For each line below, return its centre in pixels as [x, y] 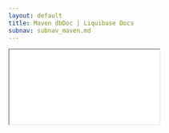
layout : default [35, 16]
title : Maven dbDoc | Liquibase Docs [71, 23]
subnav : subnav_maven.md [50, 30]
